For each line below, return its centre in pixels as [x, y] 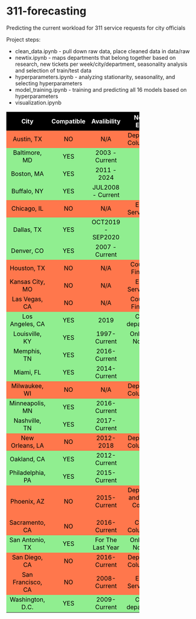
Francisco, [27, 582]
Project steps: [24, 39]
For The [106, 540]
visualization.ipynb [38, 102]
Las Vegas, [27, 299]
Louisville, [27, 333]
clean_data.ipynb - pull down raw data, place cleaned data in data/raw [102, 51]
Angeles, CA [27, 324]
